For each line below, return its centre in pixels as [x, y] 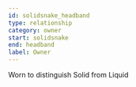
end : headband [32, 45]
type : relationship [40, 23]
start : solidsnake [38, 38]
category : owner [35, 30]
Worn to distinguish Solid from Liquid [68, 75]
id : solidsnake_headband [49, 15]
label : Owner [30, 52]
